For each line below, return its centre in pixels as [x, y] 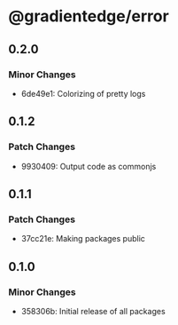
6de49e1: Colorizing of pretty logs [83, 93]
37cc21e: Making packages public [83, 239]
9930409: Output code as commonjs [89, 166]
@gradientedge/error [89, 16]
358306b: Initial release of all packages [93, 311]
